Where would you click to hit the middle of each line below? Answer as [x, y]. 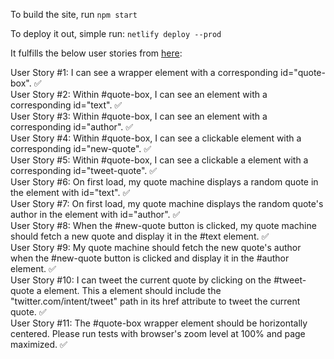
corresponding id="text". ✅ [66, 105]
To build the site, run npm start [74, 14]
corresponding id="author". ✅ [72, 127]
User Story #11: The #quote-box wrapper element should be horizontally [159, 323]
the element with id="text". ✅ [70, 192]
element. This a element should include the [132, 290]
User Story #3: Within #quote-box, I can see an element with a [139, 116]
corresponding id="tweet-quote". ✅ [84, 170]
